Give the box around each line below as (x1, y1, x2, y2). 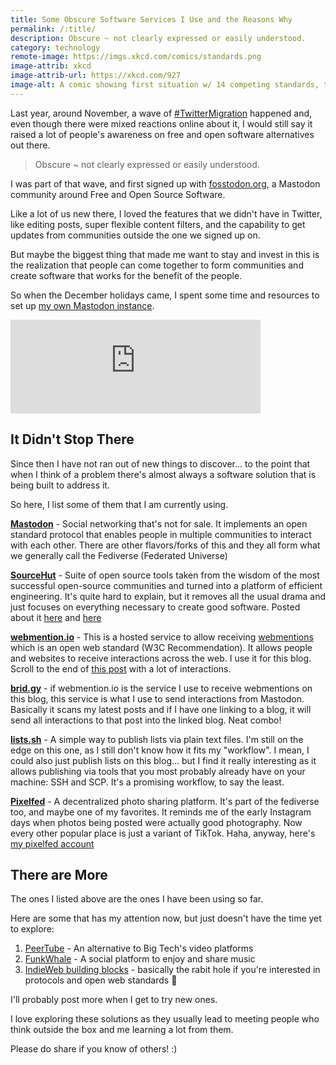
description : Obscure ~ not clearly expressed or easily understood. (10, 33, 307, 43)
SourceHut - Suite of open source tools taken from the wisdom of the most (10, 569, 320, 581)
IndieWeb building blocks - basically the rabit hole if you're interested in (24, 964, 321, 976)
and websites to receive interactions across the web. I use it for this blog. (10, 652, 312, 664)
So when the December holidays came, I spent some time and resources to (10, 289, 320, 301)
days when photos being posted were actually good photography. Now (10, 816, 303, 828)
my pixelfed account (10, 837, 95, 850)
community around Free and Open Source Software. (10, 188, 226, 200)
